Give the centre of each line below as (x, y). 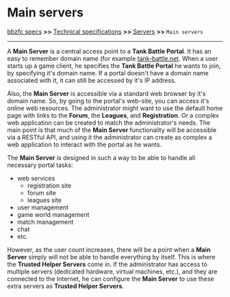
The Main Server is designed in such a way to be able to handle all (101, 157)
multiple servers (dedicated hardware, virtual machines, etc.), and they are (112, 271)
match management (45, 222)
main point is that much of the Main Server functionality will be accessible (112, 130)
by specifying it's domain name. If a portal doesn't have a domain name (108, 73)
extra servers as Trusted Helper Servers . (66, 286)
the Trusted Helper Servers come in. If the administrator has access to (107, 264)
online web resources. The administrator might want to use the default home (115, 108)
